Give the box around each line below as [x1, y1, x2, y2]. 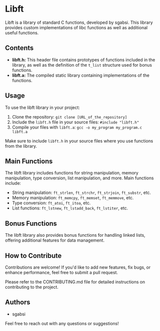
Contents [5, 44, 34, 52]
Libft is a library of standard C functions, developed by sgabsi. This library [5, 19, 153, 25]
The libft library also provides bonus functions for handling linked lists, [5, 232, 145, 238]
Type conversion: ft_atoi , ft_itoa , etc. [12, 200, 91, 206]
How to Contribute [5, 251, 62, 260]
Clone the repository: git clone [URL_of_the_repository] [12, 114, 128, 120]
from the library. [5, 143, 37, 149]
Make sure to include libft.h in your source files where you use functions [5, 138, 154, 144]
